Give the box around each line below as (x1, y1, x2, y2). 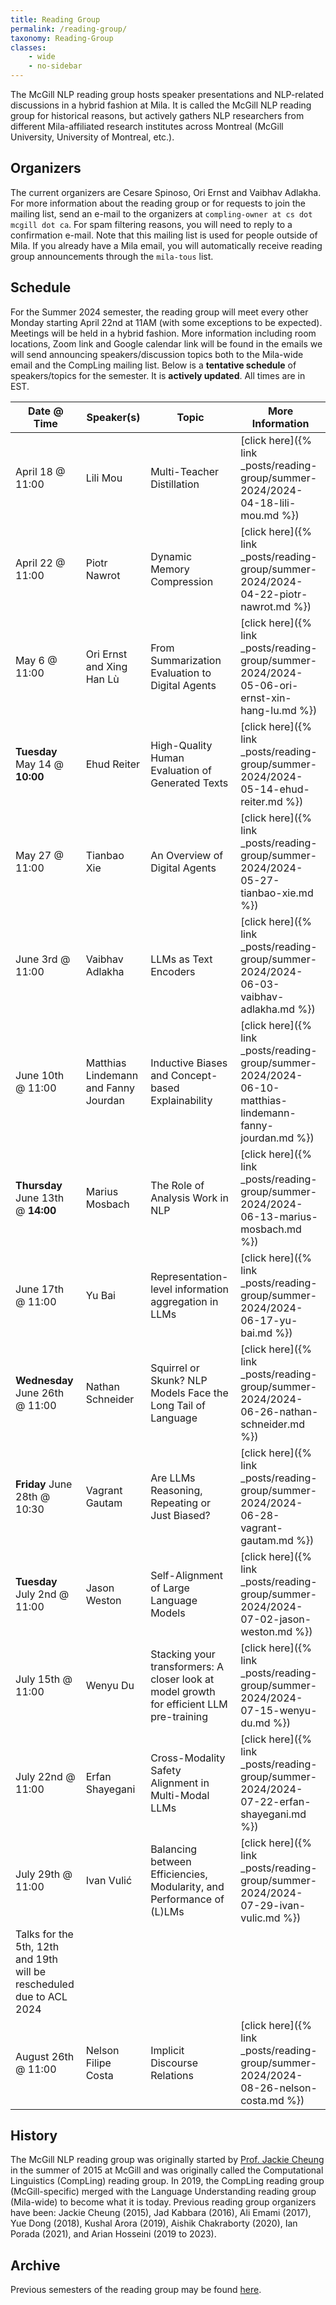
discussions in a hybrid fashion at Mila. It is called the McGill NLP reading (10, 99, 312, 111)
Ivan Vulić (85, 1873, 133, 1887)
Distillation (150, 477, 200, 491)
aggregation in (150, 1294, 219, 1308)
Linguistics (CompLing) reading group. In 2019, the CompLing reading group (10, 2175, 325, 2187)
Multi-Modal (150, 1788, 210, 1802)
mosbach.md (240, 1222, 302, 1236)
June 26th (15, 1386, 65, 1400)
